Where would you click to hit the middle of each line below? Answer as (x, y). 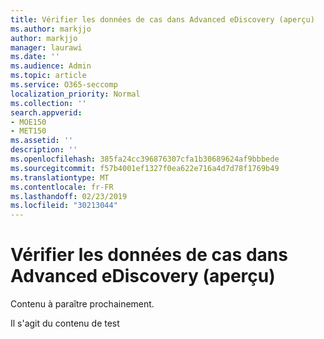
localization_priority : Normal (75, 94)
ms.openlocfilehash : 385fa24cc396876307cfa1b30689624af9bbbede (145, 159)
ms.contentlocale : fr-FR (62, 187)
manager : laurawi (46, 47)
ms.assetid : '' (42, 141)
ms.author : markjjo (51, 29)
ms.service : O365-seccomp (64, 85)
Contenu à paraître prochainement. (82, 304)
